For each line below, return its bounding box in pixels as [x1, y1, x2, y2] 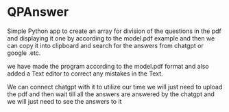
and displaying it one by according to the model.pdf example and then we [7, 34, 215, 42]
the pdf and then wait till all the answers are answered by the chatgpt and [7, 90, 215, 98]
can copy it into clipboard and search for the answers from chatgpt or [7, 41, 204, 49]
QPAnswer [7, 4, 69, 20]
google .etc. [7, 49, 41, 57]
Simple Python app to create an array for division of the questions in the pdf [7, 27, 221, 35]
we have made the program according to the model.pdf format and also [7, 62, 209, 70]
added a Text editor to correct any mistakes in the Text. [7, 69, 163, 78]
